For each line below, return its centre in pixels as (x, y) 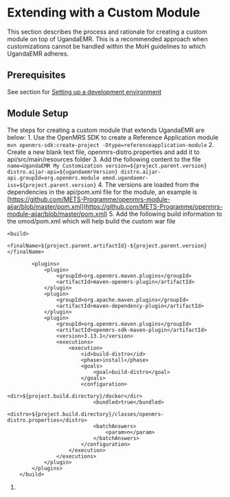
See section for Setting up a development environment (84, 91)
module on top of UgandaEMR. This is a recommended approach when (107, 38)
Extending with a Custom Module (104, 13)
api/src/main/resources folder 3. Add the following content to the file (104, 159)
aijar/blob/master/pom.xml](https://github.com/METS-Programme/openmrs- (115, 206)
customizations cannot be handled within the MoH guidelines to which (106, 46)
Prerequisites (36, 75)
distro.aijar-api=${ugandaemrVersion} (62, 172)
